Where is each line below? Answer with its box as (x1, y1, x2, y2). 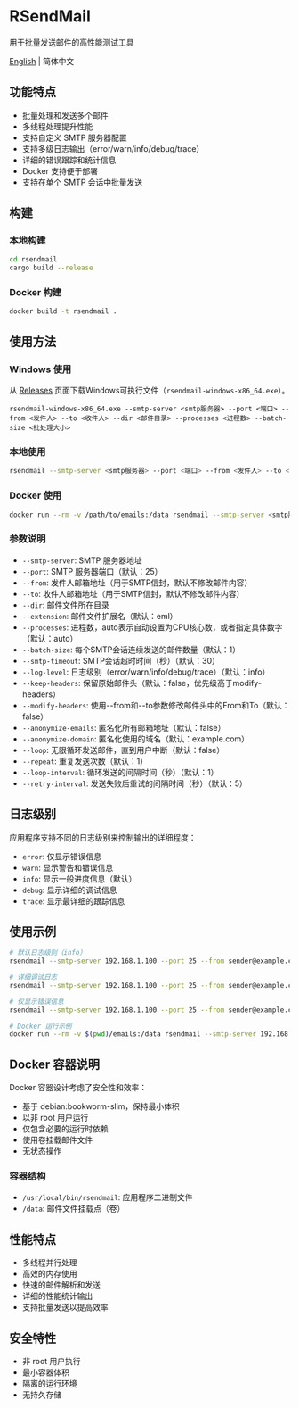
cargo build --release (9, 263, 93, 273)
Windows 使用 (9, 363, 72, 376)
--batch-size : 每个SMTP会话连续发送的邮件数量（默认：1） (21, 644, 240, 655)
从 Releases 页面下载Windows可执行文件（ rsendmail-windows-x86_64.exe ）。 (9, 385, 290, 396)
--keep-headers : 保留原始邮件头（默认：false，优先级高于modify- (21, 677, 263, 688)
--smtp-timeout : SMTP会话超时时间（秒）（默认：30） (21, 655, 221, 666)
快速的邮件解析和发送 (21, 1280, 101, 1290)
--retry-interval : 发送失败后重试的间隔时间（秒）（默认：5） (21, 778, 247, 789)
